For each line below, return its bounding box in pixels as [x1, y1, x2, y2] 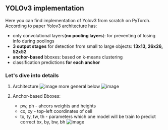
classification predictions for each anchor [12, 59, 100, 65]
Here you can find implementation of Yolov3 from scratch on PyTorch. [5, 17, 150, 23]
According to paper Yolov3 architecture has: [5, 23, 97, 29]
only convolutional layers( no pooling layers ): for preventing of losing [12, 32, 155, 38]
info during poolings [12, 38, 54, 44]
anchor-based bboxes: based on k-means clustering [12, 54, 123, 60]
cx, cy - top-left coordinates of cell [20, 108, 92, 114]
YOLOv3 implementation [5, 4, 84, 13]
